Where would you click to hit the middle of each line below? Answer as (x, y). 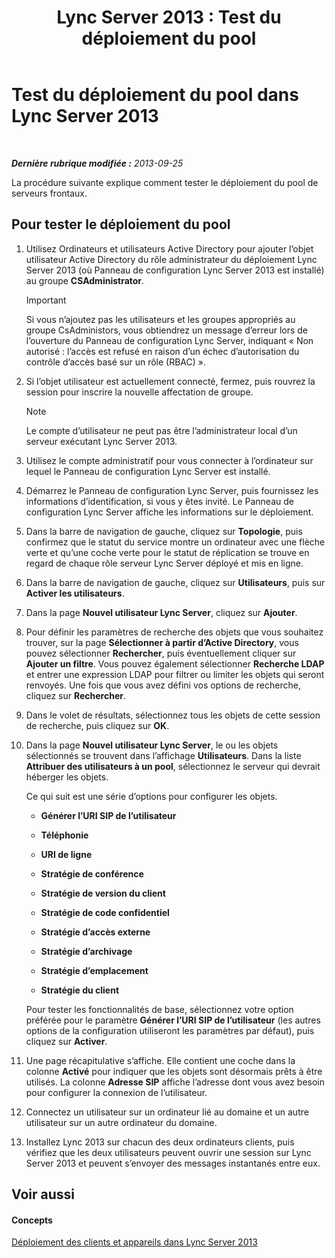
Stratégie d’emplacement (94, 970)
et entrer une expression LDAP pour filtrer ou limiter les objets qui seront (175, 674)
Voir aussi (43, 1194)
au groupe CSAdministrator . (85, 280)
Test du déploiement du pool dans (155, 95)
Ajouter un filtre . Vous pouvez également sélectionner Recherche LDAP (175, 663)
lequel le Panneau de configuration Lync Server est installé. (148, 471)
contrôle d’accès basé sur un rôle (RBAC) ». (116, 362)
